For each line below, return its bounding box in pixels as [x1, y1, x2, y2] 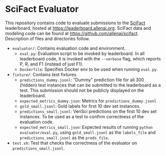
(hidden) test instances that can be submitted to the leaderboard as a [19, 82, 161, 88]
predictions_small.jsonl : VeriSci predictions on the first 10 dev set [19, 108, 157, 114]
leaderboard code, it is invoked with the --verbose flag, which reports [19, 55, 161, 61]
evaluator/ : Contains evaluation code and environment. [12, 45, 126, 51]
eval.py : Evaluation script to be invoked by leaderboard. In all [19, 51, 145, 56]
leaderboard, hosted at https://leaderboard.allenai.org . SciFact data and [5, 25, 152, 31]
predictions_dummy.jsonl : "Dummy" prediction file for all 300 [19, 77, 144, 83]
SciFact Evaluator [5, 3, 79, 15]
